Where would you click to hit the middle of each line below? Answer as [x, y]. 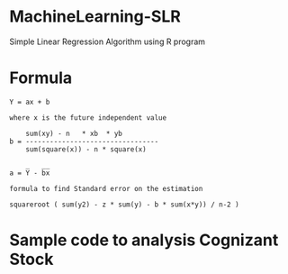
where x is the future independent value [88, 118]
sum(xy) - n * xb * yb [74, 133]
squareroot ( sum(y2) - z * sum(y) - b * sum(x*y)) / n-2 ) [125, 205]
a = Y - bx [30, 173]
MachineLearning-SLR [95, 17]
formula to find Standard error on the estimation [106, 188]
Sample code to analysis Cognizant [144, 240]
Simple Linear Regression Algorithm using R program [107, 41]
